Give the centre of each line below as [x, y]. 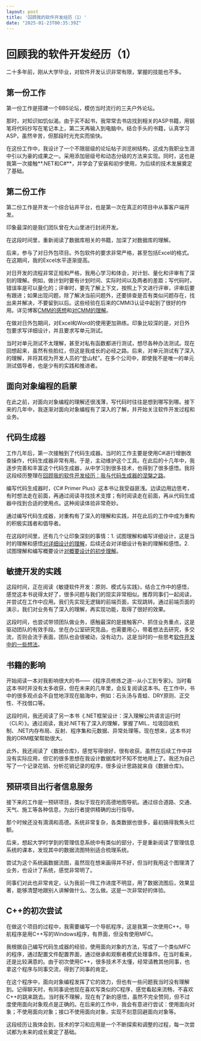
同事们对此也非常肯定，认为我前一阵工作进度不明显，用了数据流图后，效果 [98, 883]
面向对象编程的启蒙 [42, 386]
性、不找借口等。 [27, 703]
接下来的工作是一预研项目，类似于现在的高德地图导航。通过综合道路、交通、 [100, 802]
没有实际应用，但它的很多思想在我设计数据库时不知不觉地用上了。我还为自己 [100, 758]
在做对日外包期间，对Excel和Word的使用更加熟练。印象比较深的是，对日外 [98, 323]
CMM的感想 [52, 310]
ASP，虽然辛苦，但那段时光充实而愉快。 [56, 136]
